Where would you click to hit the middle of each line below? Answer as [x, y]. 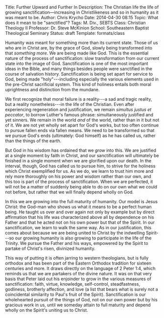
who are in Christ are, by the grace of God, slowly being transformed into [79, 48]
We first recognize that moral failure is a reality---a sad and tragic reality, [79, 99]
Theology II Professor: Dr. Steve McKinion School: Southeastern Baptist [77, 28]
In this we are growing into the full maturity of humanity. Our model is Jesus [82, 201]
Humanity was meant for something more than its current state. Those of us [82, 43]
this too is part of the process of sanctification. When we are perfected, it [79, 182]
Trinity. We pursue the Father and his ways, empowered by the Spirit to [77, 243]
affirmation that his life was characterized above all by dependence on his [80, 217]
